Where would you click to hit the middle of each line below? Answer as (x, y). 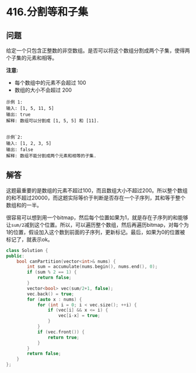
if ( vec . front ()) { (61, 332)
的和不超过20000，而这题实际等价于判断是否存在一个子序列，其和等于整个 (96, 198)
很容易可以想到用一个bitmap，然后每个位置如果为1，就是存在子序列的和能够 (97, 217)
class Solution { (27, 250)
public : (15, 256)
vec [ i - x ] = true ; (79, 316)
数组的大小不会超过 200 (43, 90)
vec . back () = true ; (51, 294)
